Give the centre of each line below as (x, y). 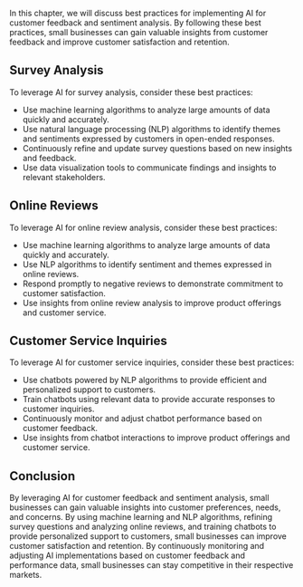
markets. (26, 575)
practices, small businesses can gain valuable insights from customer (139, 32)
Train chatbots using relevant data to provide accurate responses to (149, 399)
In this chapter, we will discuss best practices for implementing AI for (138, 13)
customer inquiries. (58, 409)
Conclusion (43, 476)
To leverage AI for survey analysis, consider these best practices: (131, 92)
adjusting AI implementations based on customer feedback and (128, 555)
